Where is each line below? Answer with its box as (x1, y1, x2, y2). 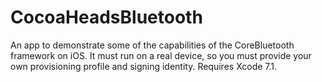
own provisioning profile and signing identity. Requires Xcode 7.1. (10, 60, 278, 72)
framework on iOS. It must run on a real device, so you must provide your (10, 49, 312, 61)
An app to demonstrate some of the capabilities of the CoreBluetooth (10, 39, 295, 51)
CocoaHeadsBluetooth (10, 6, 203, 29)
